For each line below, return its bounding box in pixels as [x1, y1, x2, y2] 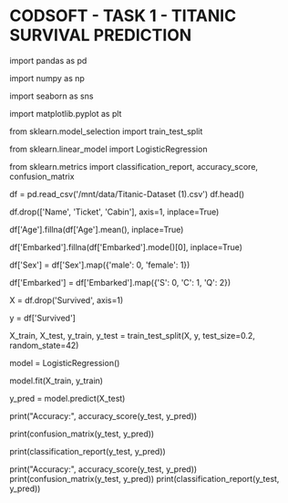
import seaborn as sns [9, 90, 94, 101]
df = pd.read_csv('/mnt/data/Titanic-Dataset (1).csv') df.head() [9, 188, 245, 199]
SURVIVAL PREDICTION [9, 25, 192, 46]
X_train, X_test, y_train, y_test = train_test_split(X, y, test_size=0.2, [9, 330, 255, 341]
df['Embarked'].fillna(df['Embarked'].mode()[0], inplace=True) [9, 241, 243, 252]
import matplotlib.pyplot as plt [9, 108, 122, 119]
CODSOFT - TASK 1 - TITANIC [9, 5, 237, 26]
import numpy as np [9, 72, 85, 83]
